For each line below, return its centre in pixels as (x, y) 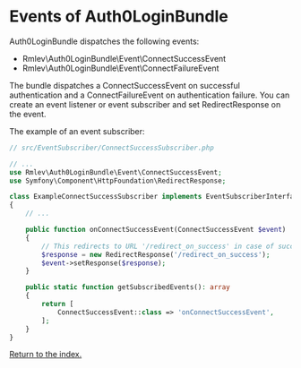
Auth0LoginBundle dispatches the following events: (104, 41)
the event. (28, 114)
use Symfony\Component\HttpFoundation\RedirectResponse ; (118, 181)
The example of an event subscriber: (77, 131)
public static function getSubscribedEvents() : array (128, 287)
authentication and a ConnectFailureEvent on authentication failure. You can (150, 95)
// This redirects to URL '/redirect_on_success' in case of (158, 246)
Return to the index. (46, 355)
